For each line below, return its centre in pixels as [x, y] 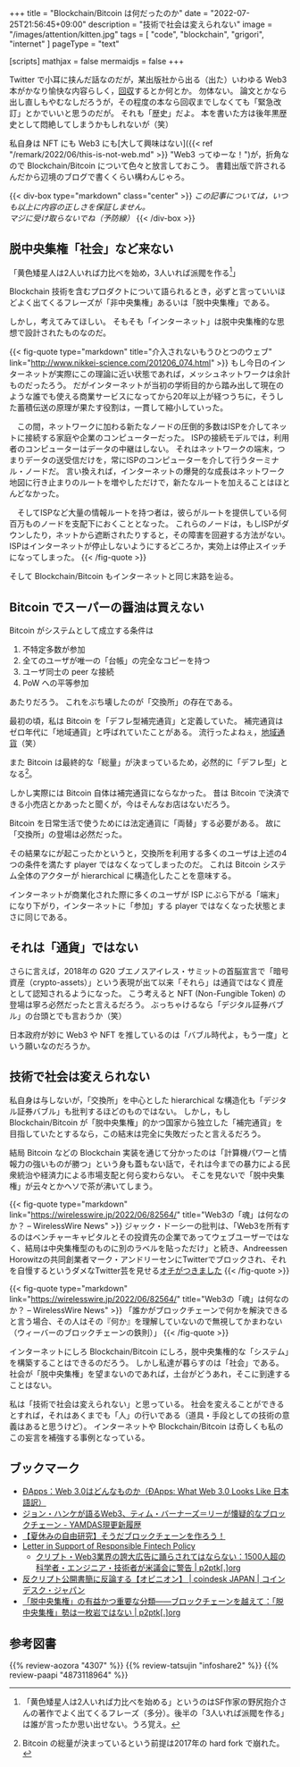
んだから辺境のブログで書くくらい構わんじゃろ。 [99, 177]
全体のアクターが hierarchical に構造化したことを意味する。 [126, 875]
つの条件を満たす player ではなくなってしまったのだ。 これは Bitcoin [135, 864]
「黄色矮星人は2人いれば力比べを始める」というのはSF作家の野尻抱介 [150, 1702]
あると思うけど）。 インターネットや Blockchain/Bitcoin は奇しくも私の [154, 1426]
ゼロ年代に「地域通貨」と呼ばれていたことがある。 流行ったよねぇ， [135, 732]
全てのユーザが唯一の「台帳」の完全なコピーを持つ [116, 661]
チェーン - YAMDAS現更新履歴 [86, 1525]
